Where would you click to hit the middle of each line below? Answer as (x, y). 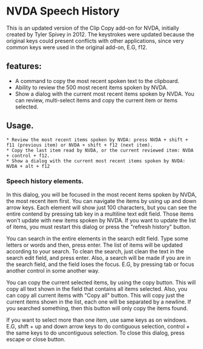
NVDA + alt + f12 (28, 166)
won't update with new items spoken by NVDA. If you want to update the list (101, 220)
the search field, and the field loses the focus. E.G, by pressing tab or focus (100, 264)
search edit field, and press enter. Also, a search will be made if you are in (98, 258)
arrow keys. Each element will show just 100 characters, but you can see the (101, 207)
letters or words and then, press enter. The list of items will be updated (95, 245)
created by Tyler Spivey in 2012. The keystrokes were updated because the (100, 34)
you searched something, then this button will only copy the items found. (97, 308)
